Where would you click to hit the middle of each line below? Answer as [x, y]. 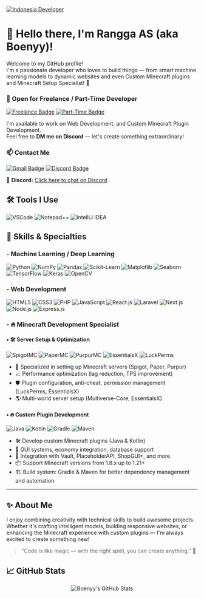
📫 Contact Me [28, 153]
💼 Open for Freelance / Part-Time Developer [72, 98]
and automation [35, 480]
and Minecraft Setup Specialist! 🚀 [48, 83]
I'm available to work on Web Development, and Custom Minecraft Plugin [98, 124]
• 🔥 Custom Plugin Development [48, 415]
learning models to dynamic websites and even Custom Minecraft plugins [98, 76]
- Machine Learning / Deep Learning [61, 254]
